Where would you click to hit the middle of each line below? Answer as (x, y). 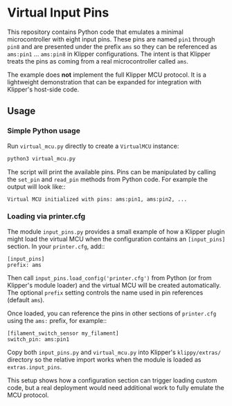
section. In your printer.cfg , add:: (56, 246)
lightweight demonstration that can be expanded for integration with (105, 82)
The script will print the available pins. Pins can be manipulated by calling (111, 172)
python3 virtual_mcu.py (42, 158)
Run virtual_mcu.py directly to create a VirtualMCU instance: (93, 146)
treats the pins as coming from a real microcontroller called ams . (98, 61)
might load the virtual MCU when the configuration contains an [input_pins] (116, 239)
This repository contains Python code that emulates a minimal (95, 32)
